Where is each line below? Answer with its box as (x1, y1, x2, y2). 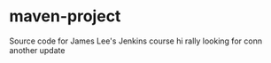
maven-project (9, 6, 121, 27)
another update (9, 44, 66, 55)
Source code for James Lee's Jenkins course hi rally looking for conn (9, 35, 263, 46)
